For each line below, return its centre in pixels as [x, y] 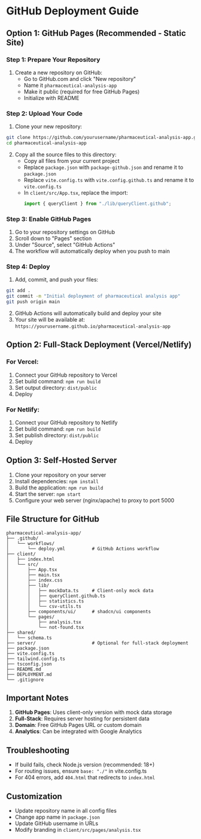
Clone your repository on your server [60, 475]
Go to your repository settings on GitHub [65, 232]
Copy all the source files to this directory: [66, 155]
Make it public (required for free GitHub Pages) [82, 92]
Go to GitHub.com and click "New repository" [80, 78]
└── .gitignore [25, 680]
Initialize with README [51, 98]
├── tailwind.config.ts [36, 659]
